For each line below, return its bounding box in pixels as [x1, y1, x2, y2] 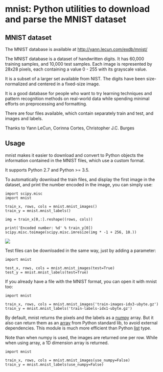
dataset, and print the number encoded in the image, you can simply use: [5, 181, 153, 187]
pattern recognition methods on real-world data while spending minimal [5, 96, 150, 101]
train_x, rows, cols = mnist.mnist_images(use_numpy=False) [5, 358, 131, 363]
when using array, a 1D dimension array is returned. [5, 340, 109, 346]
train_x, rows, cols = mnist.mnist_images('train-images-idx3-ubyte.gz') [5, 301, 159, 307]
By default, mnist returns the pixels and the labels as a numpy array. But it [5, 315, 154, 321]
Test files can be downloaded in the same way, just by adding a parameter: [5, 248, 157, 253]
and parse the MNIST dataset [5, 14, 126, 25]
